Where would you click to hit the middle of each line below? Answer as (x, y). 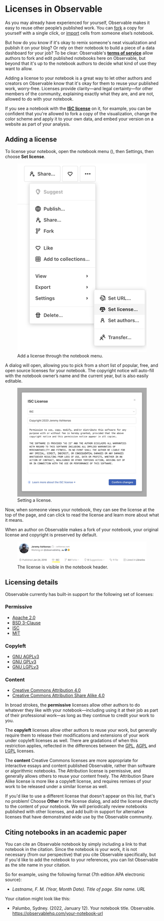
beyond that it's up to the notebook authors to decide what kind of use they (81, 63)
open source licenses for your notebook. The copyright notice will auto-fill (80, 371)
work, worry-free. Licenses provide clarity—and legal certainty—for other (79, 88)
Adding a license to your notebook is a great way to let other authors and (78, 78)
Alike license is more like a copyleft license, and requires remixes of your (78, 781)
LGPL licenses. (20, 751)
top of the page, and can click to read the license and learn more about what (82, 515)
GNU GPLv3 (24, 662)
